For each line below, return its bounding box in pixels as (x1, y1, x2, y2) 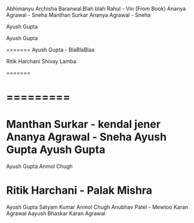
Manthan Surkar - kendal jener (6, 118, 161, 131)
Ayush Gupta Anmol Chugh (6, 163, 73, 170)
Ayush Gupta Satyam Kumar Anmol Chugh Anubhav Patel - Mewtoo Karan (6, 203, 189, 211)
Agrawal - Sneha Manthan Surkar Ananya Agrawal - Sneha (6, 11, 151, 19)
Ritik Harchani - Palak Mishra (6, 184, 152, 197)
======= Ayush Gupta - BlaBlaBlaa (6, 46, 95, 53)
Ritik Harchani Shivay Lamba (6, 58, 76, 65)
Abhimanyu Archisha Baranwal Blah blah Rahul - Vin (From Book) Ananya (6, 5, 186, 12)
